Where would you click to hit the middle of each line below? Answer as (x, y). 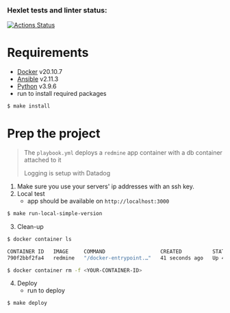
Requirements (48, 53)
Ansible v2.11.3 (38, 79)
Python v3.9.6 (37, 86)
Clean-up (30, 226)
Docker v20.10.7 (40, 72)
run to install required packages (62, 94)
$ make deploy (27, 303)
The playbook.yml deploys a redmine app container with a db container (123, 153)
